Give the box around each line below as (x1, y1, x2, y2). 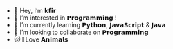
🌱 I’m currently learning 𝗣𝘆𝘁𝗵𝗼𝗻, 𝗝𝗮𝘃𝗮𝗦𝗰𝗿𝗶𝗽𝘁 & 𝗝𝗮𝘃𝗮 (13, 21, 166, 29)
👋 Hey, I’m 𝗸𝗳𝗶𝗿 (13, 7, 57, 14)
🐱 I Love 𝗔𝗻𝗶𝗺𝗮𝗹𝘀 (13, 35, 69, 44)
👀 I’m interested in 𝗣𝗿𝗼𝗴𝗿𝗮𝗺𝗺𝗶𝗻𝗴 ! (13, 14, 117, 22)
